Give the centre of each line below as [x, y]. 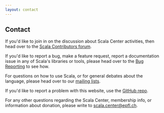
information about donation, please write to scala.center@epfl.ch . [71, 106]
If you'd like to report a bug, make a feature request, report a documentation [82, 56]
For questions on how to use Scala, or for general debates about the [74, 76]
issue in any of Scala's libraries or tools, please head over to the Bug [74, 61]
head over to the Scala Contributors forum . [48, 47]
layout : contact [22, 10]
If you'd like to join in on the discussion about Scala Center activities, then [80, 41]
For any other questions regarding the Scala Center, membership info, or [78, 100]
